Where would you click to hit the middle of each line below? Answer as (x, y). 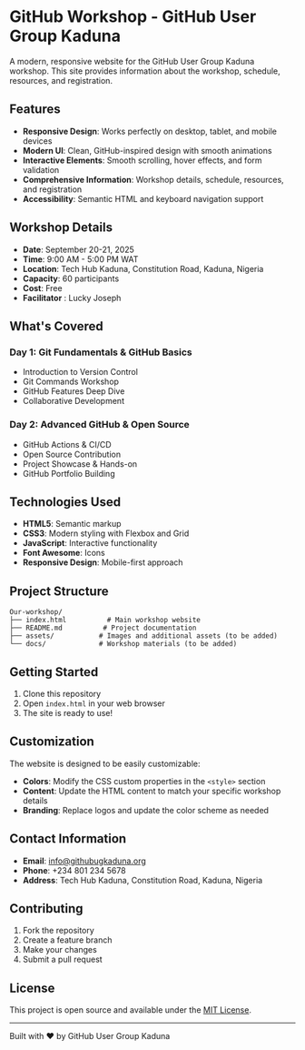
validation (41, 169)
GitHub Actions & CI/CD (67, 444)
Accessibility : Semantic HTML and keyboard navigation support (143, 198)
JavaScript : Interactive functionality (90, 543)
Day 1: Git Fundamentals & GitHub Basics (101, 352)
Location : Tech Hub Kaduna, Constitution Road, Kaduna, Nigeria (143, 268)
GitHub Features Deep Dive (74, 391)
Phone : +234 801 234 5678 (74, 870)
